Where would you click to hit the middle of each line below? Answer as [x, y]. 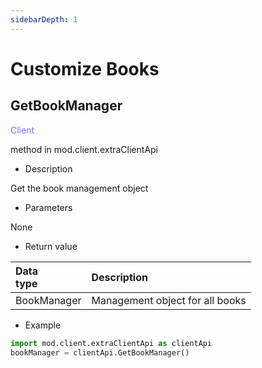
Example [43, 325]
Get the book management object [79, 188]
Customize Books [85, 68]
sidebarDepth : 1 [44, 19]
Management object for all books [169, 300]
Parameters [48, 207]
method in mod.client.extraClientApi [84, 149]
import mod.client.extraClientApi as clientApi [111, 343]
